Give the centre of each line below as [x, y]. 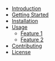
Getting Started [30, 15]
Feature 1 [31, 33]
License [21, 52]
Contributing [27, 46]
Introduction [26, 9]
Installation [25, 21]
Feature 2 [32, 40]
